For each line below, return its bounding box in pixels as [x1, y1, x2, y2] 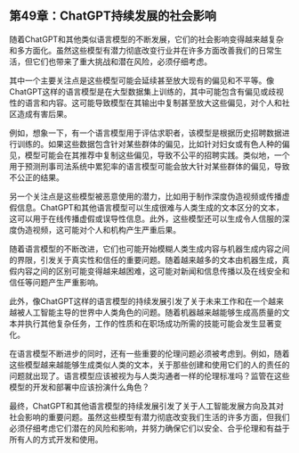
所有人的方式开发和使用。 [9, 433, 103, 444]
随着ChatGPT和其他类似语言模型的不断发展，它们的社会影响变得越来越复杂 [9, 34, 285, 45]
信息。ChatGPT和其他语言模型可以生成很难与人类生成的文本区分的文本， [16, 202, 285, 212]
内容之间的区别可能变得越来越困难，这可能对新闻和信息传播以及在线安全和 [16, 266, 290, 276]
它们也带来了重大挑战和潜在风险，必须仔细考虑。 [32, 56, 212, 67]
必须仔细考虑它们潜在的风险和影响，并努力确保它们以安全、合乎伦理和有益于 [9, 423, 290, 433]
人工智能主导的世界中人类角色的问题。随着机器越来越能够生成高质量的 [24, 307, 282, 317]
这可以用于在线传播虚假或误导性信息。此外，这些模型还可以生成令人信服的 [9, 213, 282, 224]
